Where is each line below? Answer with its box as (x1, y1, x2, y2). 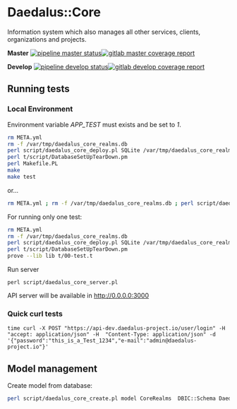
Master (7, 49, 30, 57)
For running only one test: (7, 213, 83, 221)
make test (7, 173, 37, 180)
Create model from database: (7, 381, 93, 390)
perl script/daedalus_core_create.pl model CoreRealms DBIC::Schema (7, 395, 217, 403)
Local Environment (7, 104, 73, 114)
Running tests (7, 83, 71, 95)
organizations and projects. (7, 35, 87, 43)
